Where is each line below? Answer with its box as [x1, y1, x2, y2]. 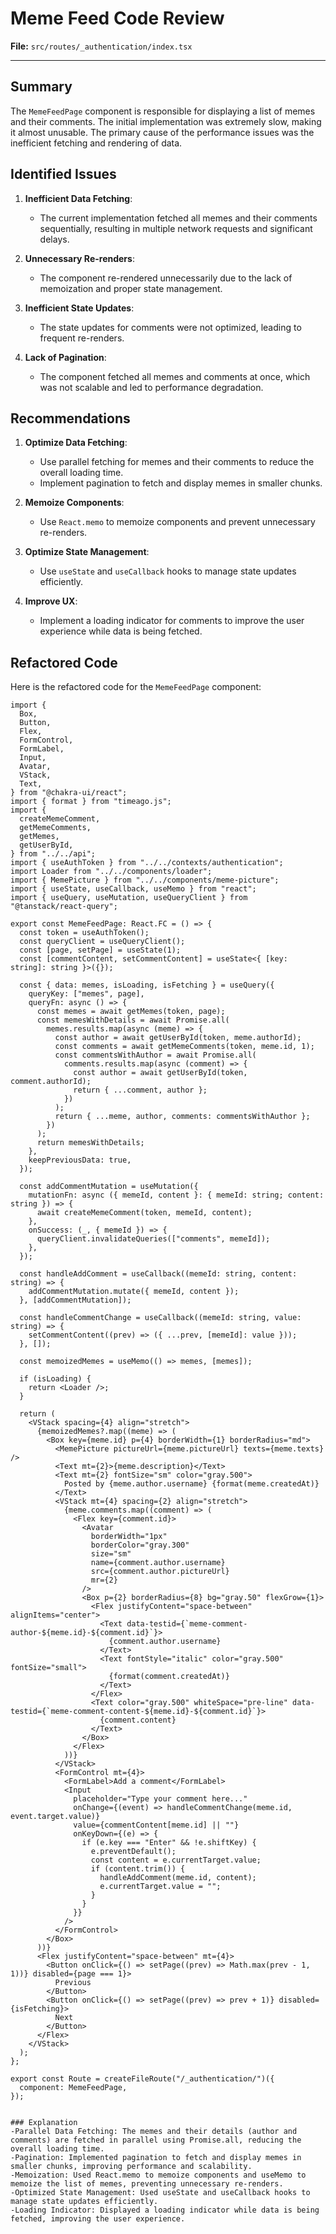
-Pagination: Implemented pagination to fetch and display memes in [10, 2153, 302, 2163]
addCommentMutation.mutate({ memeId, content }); [28, 1287, 240, 1297]
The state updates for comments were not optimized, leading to [39, 321, 302, 333]
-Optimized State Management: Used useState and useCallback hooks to [10, 2188, 311, 2198]
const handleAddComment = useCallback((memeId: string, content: [19, 1269, 298, 1279]
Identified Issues [10, 166, 117, 183]
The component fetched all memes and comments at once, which [39, 370, 311, 382]
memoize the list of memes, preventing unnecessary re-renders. [10, 2179, 284, 2189]
